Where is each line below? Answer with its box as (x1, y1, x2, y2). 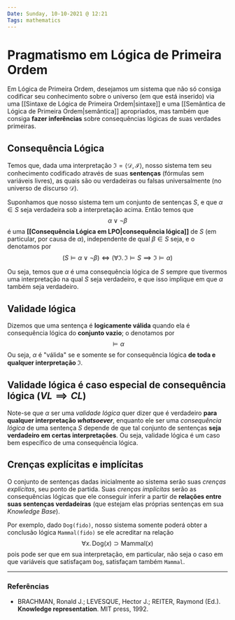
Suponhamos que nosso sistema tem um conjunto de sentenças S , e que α (7, 198, 223, 206)
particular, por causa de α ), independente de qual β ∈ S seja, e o (7, 235, 195, 244)
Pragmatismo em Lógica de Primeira (7, 47, 222, 63)
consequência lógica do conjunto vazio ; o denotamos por (7, 329, 175, 337)
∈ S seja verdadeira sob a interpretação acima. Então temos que (7, 206, 194, 214)
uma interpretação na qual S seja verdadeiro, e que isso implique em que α (7, 275, 224, 283)
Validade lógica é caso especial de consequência (7, 379, 226, 391)
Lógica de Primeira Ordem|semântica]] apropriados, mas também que (7, 107, 209, 115)
